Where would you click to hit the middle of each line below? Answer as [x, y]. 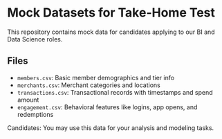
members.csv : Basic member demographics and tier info [96, 77]
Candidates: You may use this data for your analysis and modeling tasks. [111, 128]
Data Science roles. [35, 39]
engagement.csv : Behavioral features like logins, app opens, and [107, 107]
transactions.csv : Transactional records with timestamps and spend [115, 92]
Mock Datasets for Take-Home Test [111, 13]
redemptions [35, 114]
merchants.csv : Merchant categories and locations [89, 85]
